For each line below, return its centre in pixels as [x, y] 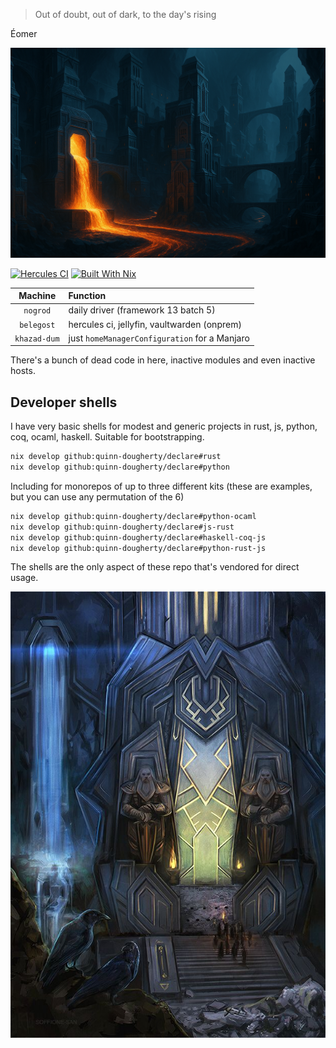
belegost [37, 325]
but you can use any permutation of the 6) [97, 496]
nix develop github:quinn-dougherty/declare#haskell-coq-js [138, 537]
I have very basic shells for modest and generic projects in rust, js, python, [164, 426]
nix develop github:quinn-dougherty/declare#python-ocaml [133, 516]
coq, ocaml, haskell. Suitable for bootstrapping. [107, 437]
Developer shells [64, 402]
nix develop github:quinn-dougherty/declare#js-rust [122, 527]
